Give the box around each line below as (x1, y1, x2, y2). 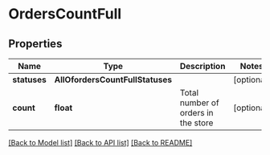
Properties (8, 37, 63, 51)
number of (179, 97, 219, 108)
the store (179, 117, 214, 128)
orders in (179, 108, 214, 118)
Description (179, 61, 226, 71)
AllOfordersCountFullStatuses (54, 74, 173, 85)
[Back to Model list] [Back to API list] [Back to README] (8, 138, 193, 147)
